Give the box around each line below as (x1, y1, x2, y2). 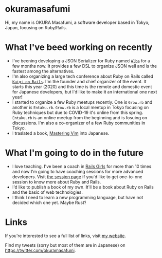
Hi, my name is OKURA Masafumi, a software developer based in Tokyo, (5, 19, 150, 25)
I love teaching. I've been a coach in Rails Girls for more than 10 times (12, 163, 152, 169)
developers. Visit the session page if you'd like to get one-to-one (12, 174, 143, 180)
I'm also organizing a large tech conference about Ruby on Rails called (12, 73, 154, 79)
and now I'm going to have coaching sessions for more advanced (12, 168, 144, 174)
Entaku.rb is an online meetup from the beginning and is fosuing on (12, 114, 147, 120)
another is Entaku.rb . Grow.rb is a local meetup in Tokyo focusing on (12, 104, 149, 110)
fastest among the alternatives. (12, 68, 74, 74)
